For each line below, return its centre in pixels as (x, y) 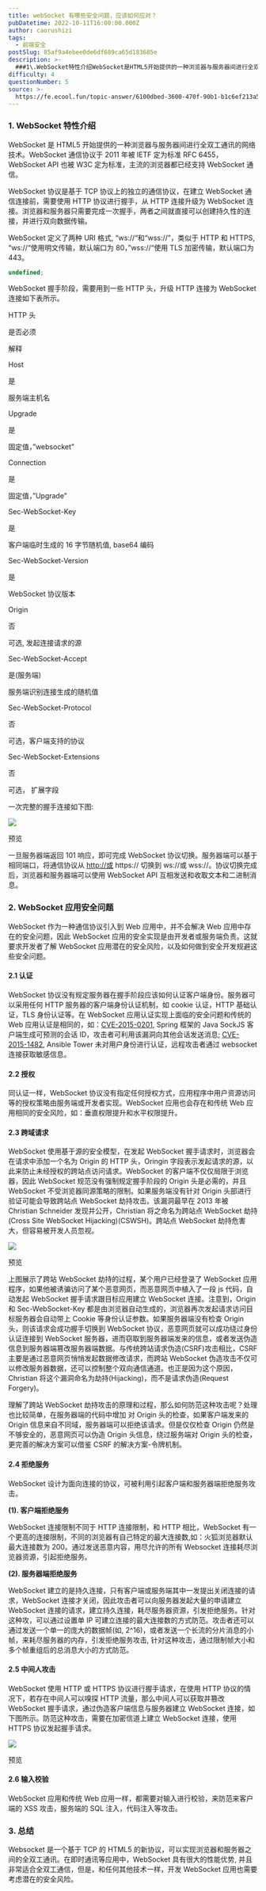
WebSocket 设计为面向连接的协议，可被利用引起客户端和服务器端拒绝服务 (129, 1483)
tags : (17, 38)
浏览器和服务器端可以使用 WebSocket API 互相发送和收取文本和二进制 (136, 875)
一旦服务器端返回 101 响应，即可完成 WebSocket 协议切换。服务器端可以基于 (133, 856)
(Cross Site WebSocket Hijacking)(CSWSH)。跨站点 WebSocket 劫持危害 (127, 1221)
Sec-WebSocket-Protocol (50, 708)
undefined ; (26, 273)
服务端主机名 (29, 398)
